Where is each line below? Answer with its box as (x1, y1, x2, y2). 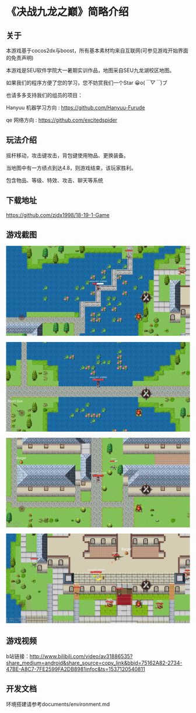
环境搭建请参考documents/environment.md (6, 700, 110, 708)
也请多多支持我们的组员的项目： (6, 92, 83, 98)
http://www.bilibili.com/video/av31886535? (29, 653, 133, 660)
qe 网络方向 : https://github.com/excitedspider (6, 116, 118, 123)
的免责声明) (6, 54, 34, 61)
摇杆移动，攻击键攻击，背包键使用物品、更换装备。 (6, 151, 129, 159)
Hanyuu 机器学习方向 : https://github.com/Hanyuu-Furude (6, 104, 145, 111)
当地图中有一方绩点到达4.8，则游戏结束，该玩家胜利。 (6, 164, 136, 171)
